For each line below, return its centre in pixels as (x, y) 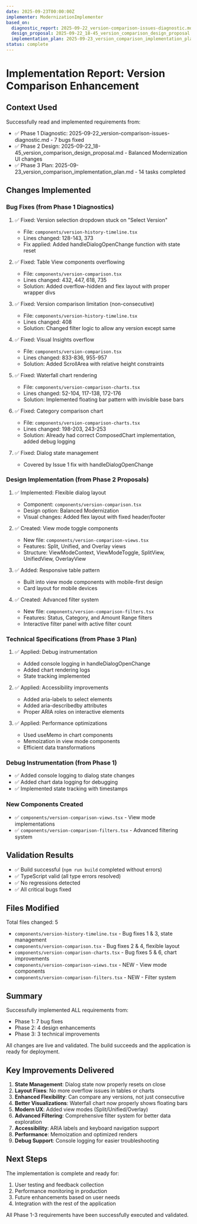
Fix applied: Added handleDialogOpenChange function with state (102, 244)
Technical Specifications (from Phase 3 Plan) (72, 639)
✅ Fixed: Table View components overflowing (69, 262)
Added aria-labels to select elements (68, 699)
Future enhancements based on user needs (67, 1197)
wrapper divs (39, 292)
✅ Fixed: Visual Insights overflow (55, 340)
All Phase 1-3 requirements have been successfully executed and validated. (97, 1215)
